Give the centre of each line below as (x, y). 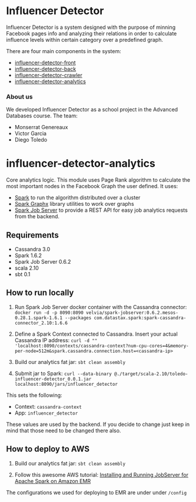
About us (19, 97)
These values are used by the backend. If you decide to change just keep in (98, 424)
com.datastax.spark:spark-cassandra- (140, 318)
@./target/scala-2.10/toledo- (151, 374)
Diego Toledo (31, 140)
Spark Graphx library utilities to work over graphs (74, 204)
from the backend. (37, 216)
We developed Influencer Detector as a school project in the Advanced (92, 110)
